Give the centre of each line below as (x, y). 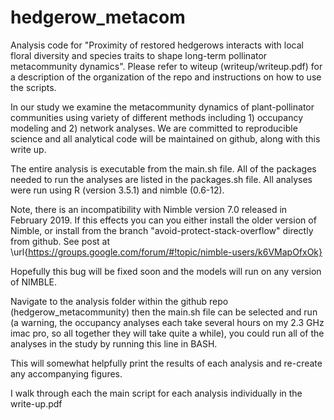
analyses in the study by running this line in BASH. (114, 343)
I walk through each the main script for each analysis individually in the (156, 393)
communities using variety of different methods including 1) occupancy (156, 117)
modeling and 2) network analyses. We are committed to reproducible (154, 128)
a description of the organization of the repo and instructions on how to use (166, 77)
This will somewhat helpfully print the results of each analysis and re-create (166, 363)
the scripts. (33, 87)
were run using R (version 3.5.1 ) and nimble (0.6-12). (117, 190)
